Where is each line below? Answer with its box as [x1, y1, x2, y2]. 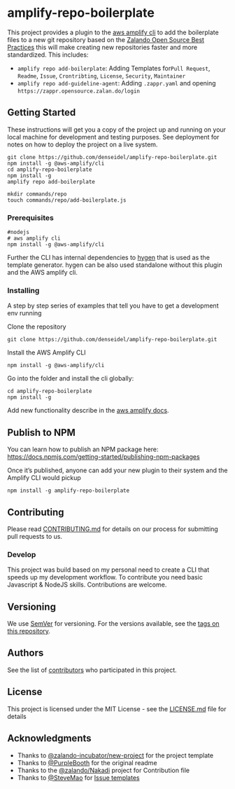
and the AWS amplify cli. [7, 268, 78, 277]
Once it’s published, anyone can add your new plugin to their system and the [7, 466, 228, 474]
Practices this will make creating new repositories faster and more [7, 43, 198, 51]
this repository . [7, 627, 51, 636]
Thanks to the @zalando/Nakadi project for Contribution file [17, 766, 190, 774]
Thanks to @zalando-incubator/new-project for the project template [17, 751, 214, 760]
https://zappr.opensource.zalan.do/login [17, 88, 140, 95]
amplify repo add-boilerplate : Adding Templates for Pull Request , [17, 64, 211, 72]
